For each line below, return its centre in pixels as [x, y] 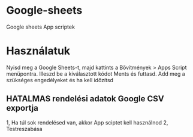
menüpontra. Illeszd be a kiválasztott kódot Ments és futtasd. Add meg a [96, 74]
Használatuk [38, 51]
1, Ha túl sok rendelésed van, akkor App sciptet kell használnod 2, [87, 122]
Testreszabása [25, 129]
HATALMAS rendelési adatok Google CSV [85, 99]
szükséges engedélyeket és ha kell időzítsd [60, 80]
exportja [22, 108]
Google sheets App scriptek [40, 27]
